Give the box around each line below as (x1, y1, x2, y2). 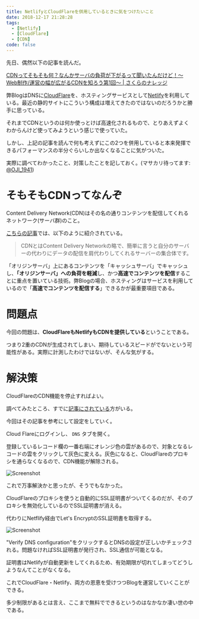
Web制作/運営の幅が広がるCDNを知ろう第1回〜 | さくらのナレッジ (6, 78, 168, 86)
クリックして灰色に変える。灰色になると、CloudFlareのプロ (37, 450, 184, 457)
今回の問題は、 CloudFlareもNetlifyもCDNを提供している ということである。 (6, 328, 192, 335)
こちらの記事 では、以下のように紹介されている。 (6, 230, 126, 237)
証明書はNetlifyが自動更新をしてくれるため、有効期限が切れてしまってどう (6, 558, 188, 565)
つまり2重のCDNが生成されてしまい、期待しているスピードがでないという (6, 341, 187, 348)
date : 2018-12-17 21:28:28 (6, 14, 73, 20)
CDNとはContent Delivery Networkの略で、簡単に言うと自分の (20, 242, 174, 249)
